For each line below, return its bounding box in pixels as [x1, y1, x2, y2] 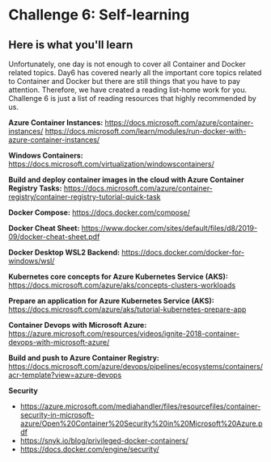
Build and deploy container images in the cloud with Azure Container [8, 175, 244, 184]
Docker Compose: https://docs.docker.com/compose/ [8, 208, 190, 217]
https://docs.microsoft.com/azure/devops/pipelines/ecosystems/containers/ [8, 362, 263, 371]
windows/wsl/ [8, 256, 55, 266]
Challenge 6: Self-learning [8, 6, 190, 24]
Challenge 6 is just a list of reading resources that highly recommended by [8, 94, 256, 103]
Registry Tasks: [8, 183, 62, 193]
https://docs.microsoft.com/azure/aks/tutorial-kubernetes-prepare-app [8, 304, 247, 314]
